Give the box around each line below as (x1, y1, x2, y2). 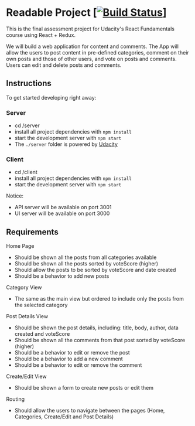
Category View (6, 284, 42, 291)
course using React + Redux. (6, 31, 76, 38)
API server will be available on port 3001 (14, 204, 112, 211)
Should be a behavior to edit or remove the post (14, 349, 130, 356)
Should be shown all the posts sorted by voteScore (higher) (14, 260, 159, 267)
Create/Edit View (6, 373, 47, 380)
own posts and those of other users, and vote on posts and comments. (6, 55, 177, 62)
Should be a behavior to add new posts (14, 272, 110, 280)
